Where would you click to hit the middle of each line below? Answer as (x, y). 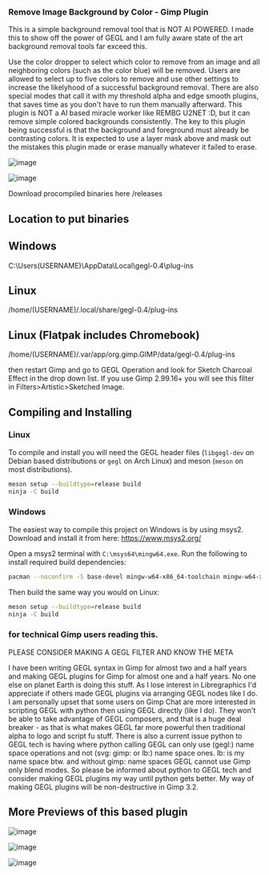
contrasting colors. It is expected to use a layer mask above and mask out (130, 139)
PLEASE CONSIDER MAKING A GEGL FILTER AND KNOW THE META (121, 652)
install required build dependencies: (67, 562)
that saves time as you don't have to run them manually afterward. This (125, 105)
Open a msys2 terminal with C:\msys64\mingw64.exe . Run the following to (128, 553)
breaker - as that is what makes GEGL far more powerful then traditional (127, 727)
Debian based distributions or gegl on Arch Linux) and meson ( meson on (126, 461)
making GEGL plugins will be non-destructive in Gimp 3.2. (103, 787)
